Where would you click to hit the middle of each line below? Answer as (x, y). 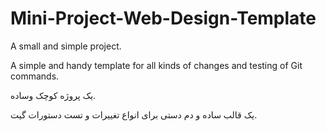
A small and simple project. (66, 46)
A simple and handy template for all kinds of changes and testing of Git (156, 65)
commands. (35, 76)
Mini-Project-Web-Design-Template (163, 18)
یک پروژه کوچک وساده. (53, 95)
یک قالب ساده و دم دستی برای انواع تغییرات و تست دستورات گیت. (134, 114)
